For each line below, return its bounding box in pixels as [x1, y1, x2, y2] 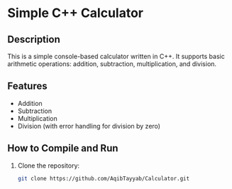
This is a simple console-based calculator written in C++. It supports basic [7, 52, 225, 60]
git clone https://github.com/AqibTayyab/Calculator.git [17, 175, 190, 182]
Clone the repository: [17, 161, 80, 170]
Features [7, 80, 48, 92]
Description [7, 33, 60, 45]
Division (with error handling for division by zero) [17, 121, 161, 130]
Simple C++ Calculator [7, 5, 144, 21]
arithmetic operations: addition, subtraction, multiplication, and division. [7, 60, 217, 68]
